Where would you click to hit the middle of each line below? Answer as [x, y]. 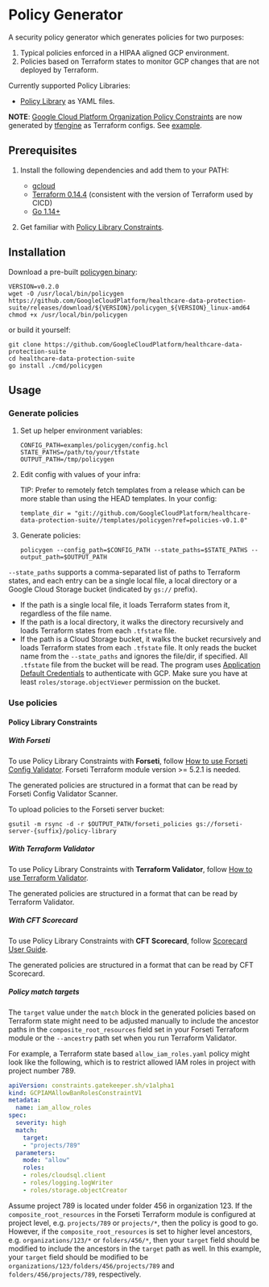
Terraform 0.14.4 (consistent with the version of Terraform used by [143, 194]
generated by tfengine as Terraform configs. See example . [106, 125]
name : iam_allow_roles [54, 1108]
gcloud [43, 185]
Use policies [33, 703]
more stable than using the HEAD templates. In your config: [118, 499]
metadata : [25, 1100]
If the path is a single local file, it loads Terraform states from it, [125, 605]
